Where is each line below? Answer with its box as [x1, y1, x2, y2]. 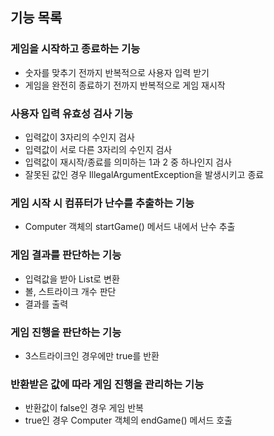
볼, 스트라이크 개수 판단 [24, 285, 117, 297]
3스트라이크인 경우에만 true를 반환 [24, 349, 160, 362]
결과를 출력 [24, 298, 69, 310]
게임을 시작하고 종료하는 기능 [10, 42, 141, 56]
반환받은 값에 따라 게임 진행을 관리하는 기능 [10, 377, 205, 391]
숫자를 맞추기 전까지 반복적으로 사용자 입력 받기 [24, 66, 210, 78]
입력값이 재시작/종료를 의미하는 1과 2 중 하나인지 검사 [24, 156, 232, 168]
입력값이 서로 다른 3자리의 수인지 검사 [24, 143, 173, 155]
